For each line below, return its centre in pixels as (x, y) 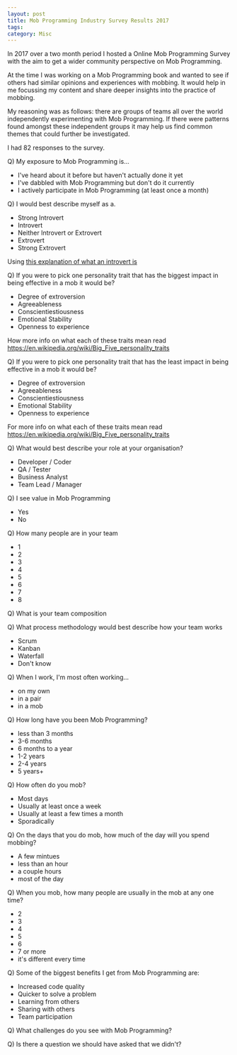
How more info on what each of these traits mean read (87, 340)
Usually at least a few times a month (70, 814)
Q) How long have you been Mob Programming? (77, 720)
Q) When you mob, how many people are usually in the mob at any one (111, 893)
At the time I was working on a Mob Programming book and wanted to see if (118, 75)
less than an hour (43, 864)
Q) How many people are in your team (63, 533)
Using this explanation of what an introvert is (73, 262)
